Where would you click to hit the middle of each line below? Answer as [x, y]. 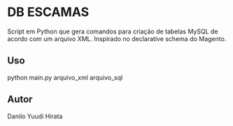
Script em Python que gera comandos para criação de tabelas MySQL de [113, 31]
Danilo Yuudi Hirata [35, 116]
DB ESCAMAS [48, 12]
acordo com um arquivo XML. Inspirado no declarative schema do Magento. [117, 38]
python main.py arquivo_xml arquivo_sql [65, 77]
